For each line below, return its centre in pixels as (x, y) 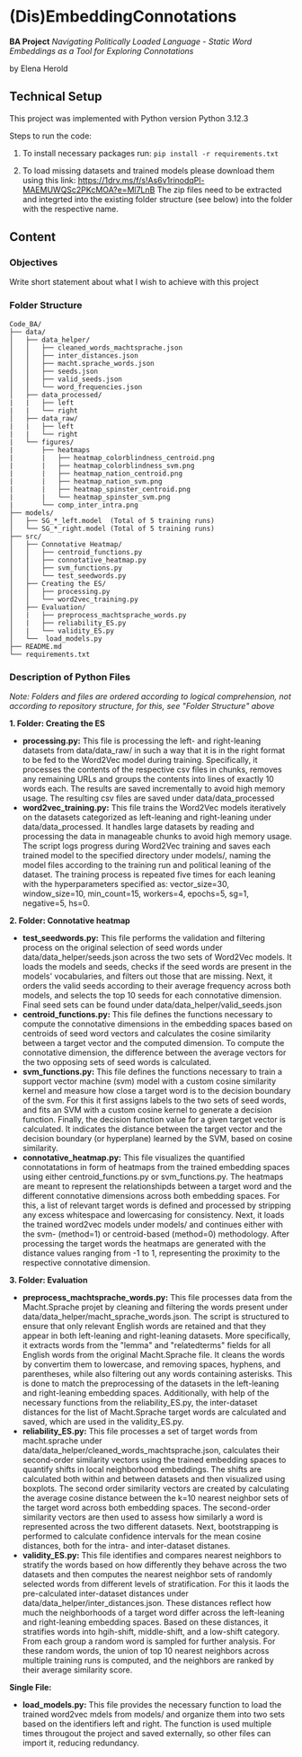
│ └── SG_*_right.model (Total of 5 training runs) (112, 528)
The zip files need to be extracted (219, 190)
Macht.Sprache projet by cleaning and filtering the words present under (155, 1307)
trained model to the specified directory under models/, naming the (147, 856)
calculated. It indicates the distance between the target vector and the (152, 1129)
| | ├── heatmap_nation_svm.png (86, 481)
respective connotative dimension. (86, 1263)
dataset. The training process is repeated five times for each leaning (149, 874)
